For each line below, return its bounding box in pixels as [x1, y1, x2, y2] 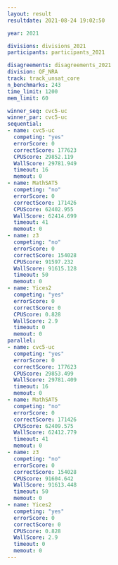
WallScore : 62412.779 [13, 429, 77, 436]
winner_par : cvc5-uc [7, 114, 68, 121]
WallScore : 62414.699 [13, 213, 77, 220]
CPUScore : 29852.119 [13, 153, 74, 160]
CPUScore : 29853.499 [13, 370, 74, 377]
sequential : [7, 121, 42, 128]
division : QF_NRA [7, 69, 58, 76]
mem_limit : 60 [7, 95, 49, 102]
